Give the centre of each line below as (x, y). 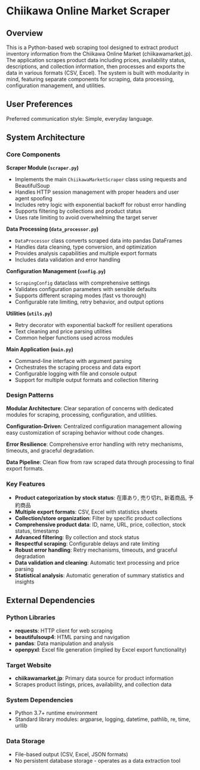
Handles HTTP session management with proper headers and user (97, 192)
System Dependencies (40, 700)
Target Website (29, 665)
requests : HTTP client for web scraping (64, 630)
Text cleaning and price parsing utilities (63, 331)
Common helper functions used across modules (74, 337)
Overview (25, 33)
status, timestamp (37, 531)
